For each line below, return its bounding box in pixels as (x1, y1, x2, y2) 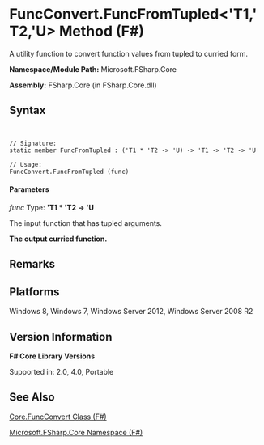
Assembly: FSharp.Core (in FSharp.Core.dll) (9, 80, 157, 90)
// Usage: (9, 160, 43, 168)
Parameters (9, 184, 49, 194)
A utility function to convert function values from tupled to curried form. (9, 49, 248, 58)
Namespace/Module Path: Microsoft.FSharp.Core (9, 64, 177, 74)
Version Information (9, 329, 113, 344)
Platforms (9, 285, 60, 299)
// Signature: (9, 139, 57, 147)
